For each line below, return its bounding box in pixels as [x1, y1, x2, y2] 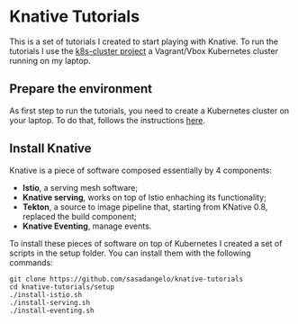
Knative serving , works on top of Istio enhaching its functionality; [22, 192, 267, 202]
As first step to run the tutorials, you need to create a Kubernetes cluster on [9, 105, 290, 116]
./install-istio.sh [9, 290, 83, 299]
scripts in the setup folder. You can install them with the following [9, 247, 251, 258]
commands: [9, 256, 54, 267]
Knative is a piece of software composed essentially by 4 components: [9, 165, 273, 175]
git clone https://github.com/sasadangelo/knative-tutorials [9, 274, 244, 283]
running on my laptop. [9, 55, 92, 66]
